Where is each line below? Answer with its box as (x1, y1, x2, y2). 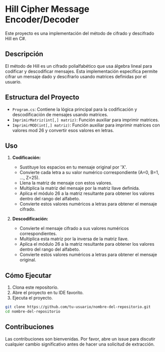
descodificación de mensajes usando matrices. (12, 111, 108, 117)
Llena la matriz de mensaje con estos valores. (19, 180, 112, 186)
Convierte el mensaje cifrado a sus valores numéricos (19, 225, 129, 231)
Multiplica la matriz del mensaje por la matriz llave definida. (19, 185, 140, 191)
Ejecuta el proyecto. (12, 295, 53, 301)
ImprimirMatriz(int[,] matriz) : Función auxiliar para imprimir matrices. (12, 117, 159, 123)
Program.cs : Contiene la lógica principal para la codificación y (12, 106, 137, 112)
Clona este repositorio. (12, 284, 59, 290)
